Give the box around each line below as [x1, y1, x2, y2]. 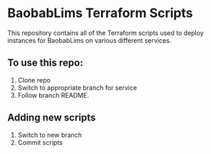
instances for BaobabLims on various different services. [7, 36, 172, 44]
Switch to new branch [17, 130, 82, 139]
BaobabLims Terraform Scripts [7, 5, 193, 21]
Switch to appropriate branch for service [17, 83, 138, 92]
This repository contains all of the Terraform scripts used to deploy [7, 29, 205, 37]
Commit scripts [17, 138, 63, 147]
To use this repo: [7, 57, 83, 69]
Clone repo [17, 76, 51, 84]
